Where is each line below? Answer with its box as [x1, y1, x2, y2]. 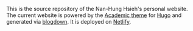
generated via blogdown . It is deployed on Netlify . [6, 18, 132, 25]
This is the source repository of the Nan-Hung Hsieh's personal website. [6, 5, 188, 12]
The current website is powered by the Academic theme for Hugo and [6, 12, 182, 19]
